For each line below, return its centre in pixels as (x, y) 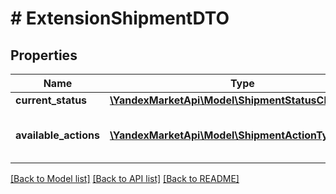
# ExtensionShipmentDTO (120, 18)
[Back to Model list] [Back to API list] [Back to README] (125, 178)
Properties (44, 55)
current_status (51, 100)
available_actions (57, 135)
